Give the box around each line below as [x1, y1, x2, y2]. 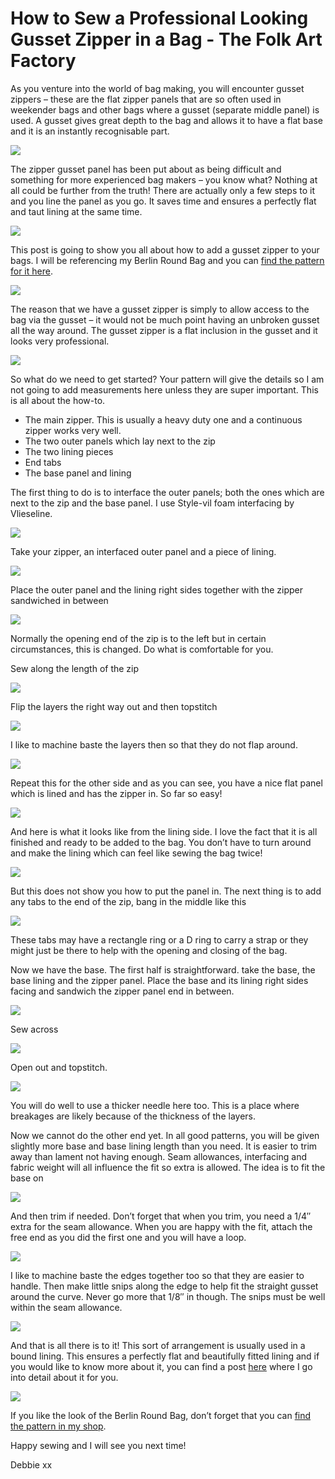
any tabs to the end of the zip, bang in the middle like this [10, 895, 247, 907]
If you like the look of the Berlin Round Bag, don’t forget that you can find [10, 1409, 312, 1421]
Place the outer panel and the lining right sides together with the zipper [10, 583, 304, 596]
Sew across [10, 1023, 59, 1035]
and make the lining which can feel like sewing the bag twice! [10, 847, 263, 859]
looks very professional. [10, 335, 110, 347]
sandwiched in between [10, 594, 109, 606]
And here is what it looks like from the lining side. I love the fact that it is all [10, 825, 318, 837]
